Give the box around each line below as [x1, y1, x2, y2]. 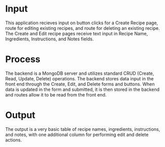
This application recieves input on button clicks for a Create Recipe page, [5, 20, 158, 26]
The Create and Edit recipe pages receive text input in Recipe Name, [5, 30, 148, 36]
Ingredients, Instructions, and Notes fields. [5, 36, 94, 42]
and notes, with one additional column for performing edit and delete [5, 131, 149, 137]
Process [5, 54, 40, 65]
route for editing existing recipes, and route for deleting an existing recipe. [5, 25, 160, 31]
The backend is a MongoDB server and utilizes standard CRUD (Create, [5, 70, 154, 76]
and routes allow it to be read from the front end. [5, 91, 107, 97]
